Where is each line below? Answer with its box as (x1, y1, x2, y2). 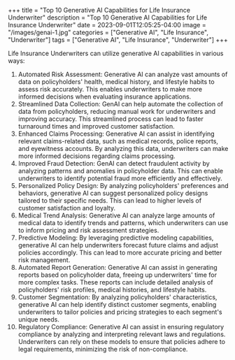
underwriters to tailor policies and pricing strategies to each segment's (17, 308, 222, 316)
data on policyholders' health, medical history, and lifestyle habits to (17, 78, 215, 86)
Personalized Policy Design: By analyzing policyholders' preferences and (17, 182, 229, 189)
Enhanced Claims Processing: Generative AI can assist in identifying (17, 129, 215, 138)
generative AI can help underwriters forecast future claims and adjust (17, 241, 219, 249)
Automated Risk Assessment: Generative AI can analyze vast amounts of (17, 70, 228, 78)
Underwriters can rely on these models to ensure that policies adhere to (17, 338, 226, 345)
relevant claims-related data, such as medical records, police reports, (17, 137, 219, 145)
